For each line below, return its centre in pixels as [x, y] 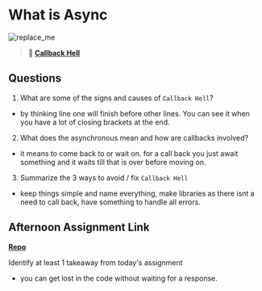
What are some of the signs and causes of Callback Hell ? [116, 98]
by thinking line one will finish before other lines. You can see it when [135, 113]
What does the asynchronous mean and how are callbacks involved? [134, 137]
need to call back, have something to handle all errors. [110, 202]
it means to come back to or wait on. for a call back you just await [129, 153]
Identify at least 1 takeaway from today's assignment [96, 262]
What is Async [58, 15]
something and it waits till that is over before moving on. [113, 162]
